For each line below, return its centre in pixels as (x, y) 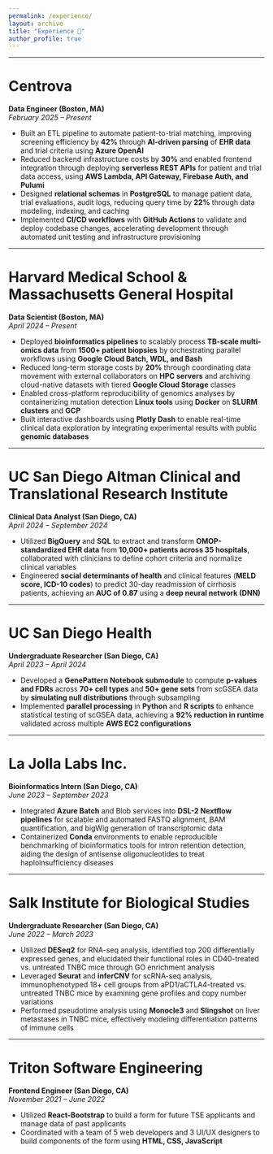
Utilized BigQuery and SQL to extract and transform (107, 541)
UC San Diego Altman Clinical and (125, 477)
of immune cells (47, 1027)
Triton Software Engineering (106, 1068)
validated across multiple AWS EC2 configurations (106, 723)
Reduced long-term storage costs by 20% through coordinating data (135, 367)
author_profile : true (45, 39)
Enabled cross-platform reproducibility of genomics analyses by (128, 393)
